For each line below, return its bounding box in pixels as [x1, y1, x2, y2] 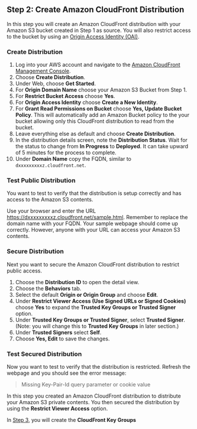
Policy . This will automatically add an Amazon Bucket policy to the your [15, 112, 190, 119]
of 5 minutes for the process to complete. [15, 149, 117, 156]
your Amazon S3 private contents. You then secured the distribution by [7, 399, 180, 405]
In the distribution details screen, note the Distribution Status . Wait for [15, 136, 188, 144]
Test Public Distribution [7, 177, 76, 185]
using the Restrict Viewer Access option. [7, 405, 108, 412]
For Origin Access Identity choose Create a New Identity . [15, 99, 159, 106]
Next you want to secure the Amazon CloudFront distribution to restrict [7, 261, 180, 268]
